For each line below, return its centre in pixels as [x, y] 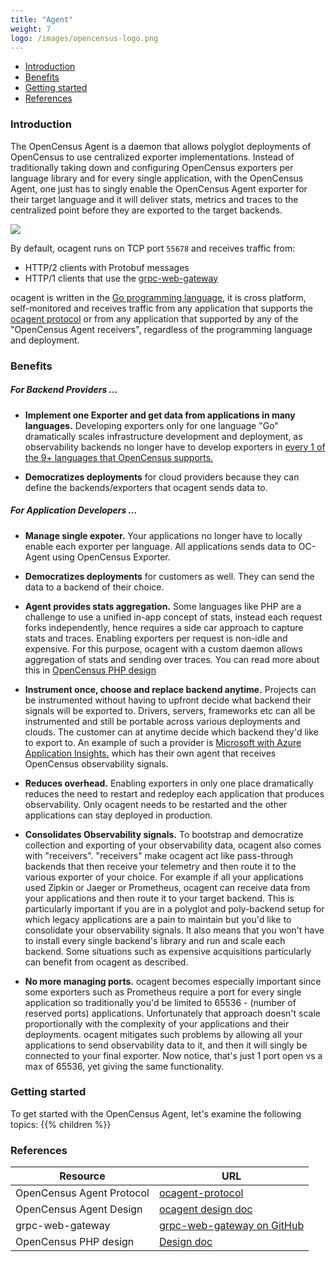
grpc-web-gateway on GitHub [231, 1226]
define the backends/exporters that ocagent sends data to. [146, 487]
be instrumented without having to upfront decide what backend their [168, 700]
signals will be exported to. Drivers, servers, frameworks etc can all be [170, 710]
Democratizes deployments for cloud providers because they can [162, 477]
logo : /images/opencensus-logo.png [84, 38]
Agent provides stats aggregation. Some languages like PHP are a [163, 606]
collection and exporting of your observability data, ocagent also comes [173, 845]
